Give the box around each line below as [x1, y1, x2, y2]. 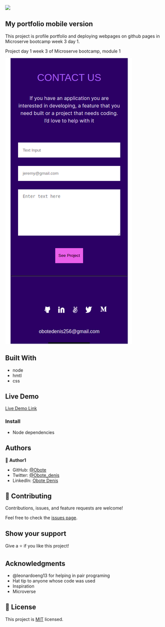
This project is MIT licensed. [5, 616, 63, 622]
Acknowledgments [5, 559, 66, 567]
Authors [5, 444, 31, 452]
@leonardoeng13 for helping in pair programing [12, 572, 110, 578]
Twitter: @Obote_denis [12, 472, 60, 478]
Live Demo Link [5, 405, 37, 411]
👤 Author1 [5, 457, 26, 463]
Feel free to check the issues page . [5, 515, 77, 521]
